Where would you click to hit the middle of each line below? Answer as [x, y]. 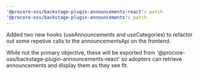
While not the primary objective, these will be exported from [81, 52]
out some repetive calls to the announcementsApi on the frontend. [89, 41]
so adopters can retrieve [151, 59]
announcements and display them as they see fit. [67, 65]
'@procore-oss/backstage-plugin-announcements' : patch [77, 17]
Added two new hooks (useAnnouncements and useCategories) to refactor [99, 34]
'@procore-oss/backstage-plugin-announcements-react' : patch [85, 12]
